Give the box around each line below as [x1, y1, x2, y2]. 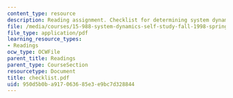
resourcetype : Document [7, 68, 76, 75]
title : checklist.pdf [7, 74, 70, 81]
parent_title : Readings [7, 55, 76, 62]
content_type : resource [7, 10, 76, 17]
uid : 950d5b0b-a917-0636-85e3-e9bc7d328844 [7, 81, 135, 88]
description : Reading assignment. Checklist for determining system [7, 17, 209, 23]
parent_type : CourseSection [7, 61, 89, 68]
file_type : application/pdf [7, 29, 89, 37]
